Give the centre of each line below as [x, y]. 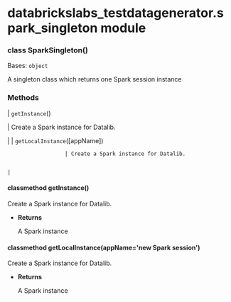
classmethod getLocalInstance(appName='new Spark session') [104, 247]
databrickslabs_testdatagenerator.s [116, 13]
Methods [23, 98]
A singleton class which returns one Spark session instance [95, 79]
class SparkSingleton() [48, 50]
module [123, 28]
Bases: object [28, 66]
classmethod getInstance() [48, 188]
